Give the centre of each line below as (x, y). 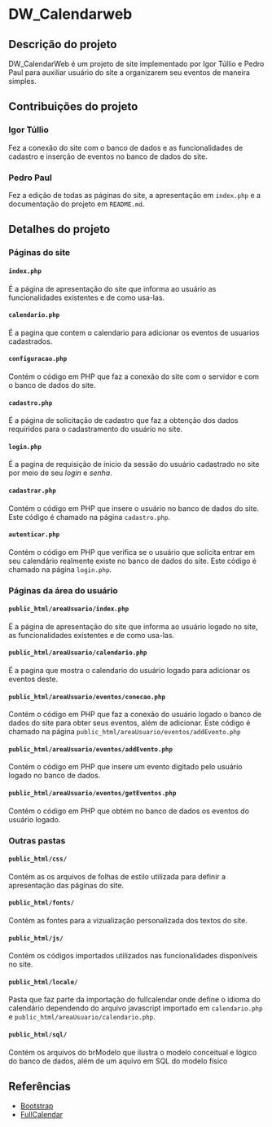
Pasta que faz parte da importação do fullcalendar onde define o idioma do (134, 1000)
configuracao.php (38, 359)
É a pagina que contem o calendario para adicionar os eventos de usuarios (134, 332)
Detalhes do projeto (59, 229)
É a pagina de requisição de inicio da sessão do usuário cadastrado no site (134, 464)
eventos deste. (33, 679)
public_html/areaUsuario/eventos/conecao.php (87, 697)
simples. (22, 81)
